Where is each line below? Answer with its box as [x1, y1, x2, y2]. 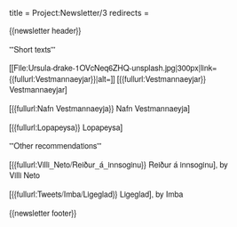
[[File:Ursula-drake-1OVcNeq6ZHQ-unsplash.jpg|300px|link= [9, 61, 217, 74]
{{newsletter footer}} [9, 207, 77, 219]
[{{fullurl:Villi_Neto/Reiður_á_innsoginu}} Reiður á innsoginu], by [9, 158, 228, 170]
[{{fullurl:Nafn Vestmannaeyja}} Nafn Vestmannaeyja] [9, 101, 191, 114]
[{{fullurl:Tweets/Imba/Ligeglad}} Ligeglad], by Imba [9, 187, 184, 199]
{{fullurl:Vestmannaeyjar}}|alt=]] [9, 72, 115, 85]
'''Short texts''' [9, 43, 56, 55]
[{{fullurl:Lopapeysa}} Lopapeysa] [9, 120, 122, 133]
